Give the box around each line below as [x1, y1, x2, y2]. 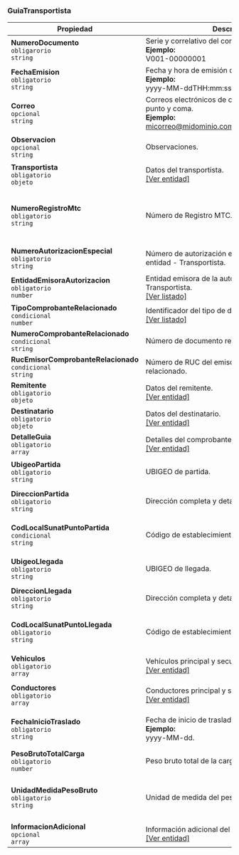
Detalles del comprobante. [145, 435, 234, 445]
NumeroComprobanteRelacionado [11, 329, 129, 339]
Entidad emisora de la [145, 273, 218, 283]
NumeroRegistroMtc [11, 204, 82, 214]
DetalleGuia [11, 432, 52, 442]
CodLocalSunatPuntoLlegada [11, 620, 112, 630]
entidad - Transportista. [145, 258, 226, 268]
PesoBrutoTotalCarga [11, 749, 85, 759]
